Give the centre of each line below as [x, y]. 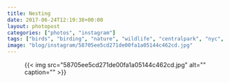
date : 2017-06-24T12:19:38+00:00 [55, 20]
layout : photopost [33, 26]
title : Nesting [29, 13]
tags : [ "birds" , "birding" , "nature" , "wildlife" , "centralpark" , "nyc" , [116, 39]
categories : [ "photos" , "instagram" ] [61, 33]
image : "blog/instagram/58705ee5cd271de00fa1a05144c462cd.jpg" [100, 45]
